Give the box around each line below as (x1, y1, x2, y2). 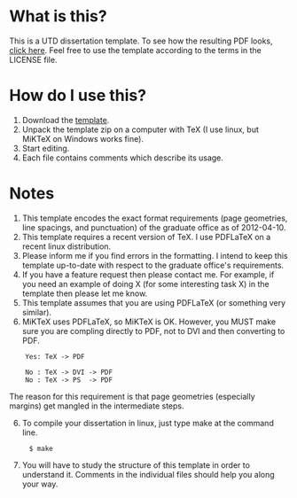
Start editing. (21, 143, 70, 153)
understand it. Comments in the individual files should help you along (21, 469, 275, 479)
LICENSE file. (9, 54, 58, 65)
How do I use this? (9, 86, 147, 105)
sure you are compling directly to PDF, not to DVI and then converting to (21, 325, 285, 336)
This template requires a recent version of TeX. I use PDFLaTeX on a (21, 231, 271, 242)
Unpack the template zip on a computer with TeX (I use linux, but (21, 124, 260, 135)
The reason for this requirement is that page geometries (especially (9, 391, 255, 401)
